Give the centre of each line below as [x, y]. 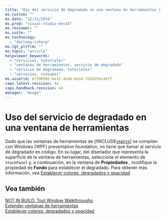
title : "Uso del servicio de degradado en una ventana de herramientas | [83, 10]
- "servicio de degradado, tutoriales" [51, 70]
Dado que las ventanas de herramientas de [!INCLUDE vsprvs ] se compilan [82, 141]
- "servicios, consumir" [35, 74]
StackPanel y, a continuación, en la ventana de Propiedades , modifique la [81, 163]
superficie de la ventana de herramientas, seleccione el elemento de [75, 157]
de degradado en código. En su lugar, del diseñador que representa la [77, 152]
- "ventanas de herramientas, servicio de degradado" [66, 65]
